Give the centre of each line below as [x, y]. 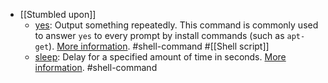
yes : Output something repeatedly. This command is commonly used [176, 25]
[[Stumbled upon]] [58, 14]
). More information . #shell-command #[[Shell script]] [159, 46]
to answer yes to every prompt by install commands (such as [159, 35]
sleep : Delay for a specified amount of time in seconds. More [160, 57]
